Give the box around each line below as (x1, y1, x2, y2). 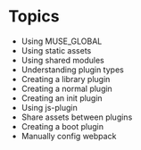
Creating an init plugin (21, 92, 104, 104)
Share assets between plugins (21, 112, 133, 122)
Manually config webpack (21, 130, 117, 141)
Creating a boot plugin (21, 121, 104, 131)
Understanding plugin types (21, 64, 124, 75)
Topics (8, 6, 60, 27)
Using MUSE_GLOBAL (21, 36, 103, 46)
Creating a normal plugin (21, 83, 112, 94)
